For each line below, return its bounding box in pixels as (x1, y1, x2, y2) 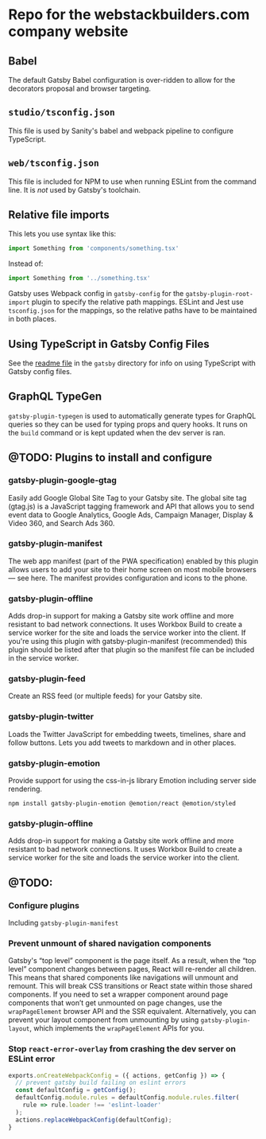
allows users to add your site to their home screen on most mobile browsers (8, 564, 256, 574)
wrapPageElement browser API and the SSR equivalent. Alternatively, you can (8, 1007, 256, 1016)
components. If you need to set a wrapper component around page (8, 989, 229, 1000)
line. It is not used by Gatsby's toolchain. (8, 185, 141, 194)
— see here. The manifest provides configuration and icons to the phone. (8, 573, 248, 583)
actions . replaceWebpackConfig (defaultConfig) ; (15, 1116, 172, 1124)
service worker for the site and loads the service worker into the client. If (8, 628, 246, 638)
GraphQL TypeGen (8, 390, 102, 404)
